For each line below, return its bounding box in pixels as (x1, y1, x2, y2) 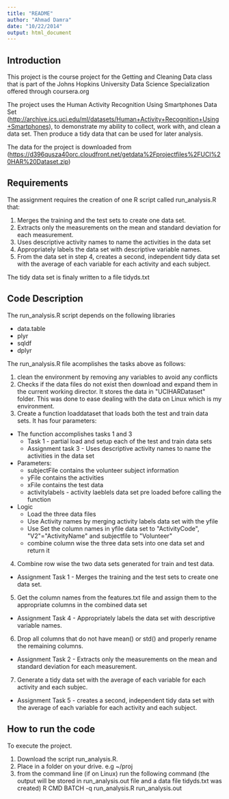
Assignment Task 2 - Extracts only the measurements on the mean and (16, 655, 217, 663)
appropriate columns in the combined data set (16, 600, 148, 609)
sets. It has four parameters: (16, 416, 97, 425)
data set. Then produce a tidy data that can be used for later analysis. (7, 130, 204, 138)
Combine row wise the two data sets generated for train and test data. (16, 559, 215, 567)
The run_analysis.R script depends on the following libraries (7, 311, 176, 319)
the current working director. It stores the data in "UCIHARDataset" (16, 387, 206, 395)
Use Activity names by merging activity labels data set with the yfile (27, 517, 219, 525)
